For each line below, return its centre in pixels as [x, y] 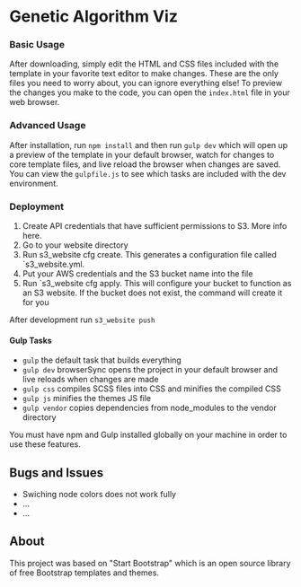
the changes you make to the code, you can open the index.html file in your [150, 92]
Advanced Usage [48, 126]
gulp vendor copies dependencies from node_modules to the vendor [149, 408]
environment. [34, 183]
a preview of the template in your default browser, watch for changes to [142, 154]
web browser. [35, 102]
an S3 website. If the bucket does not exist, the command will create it [152, 293]
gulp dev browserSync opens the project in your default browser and [150, 370]
